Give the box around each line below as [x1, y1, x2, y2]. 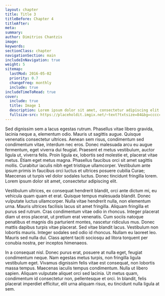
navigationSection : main [5, 53, 56, 58]
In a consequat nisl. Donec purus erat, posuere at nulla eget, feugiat [5, 249, 142, 255]
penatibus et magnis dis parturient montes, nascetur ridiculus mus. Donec [5, 219, 155, 225]
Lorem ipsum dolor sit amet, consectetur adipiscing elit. [5, 178, 118, 184]
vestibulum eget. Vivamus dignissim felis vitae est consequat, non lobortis [5, 260, 155, 266]
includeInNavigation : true [5, 58, 60, 62]
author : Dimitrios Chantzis [5, 35, 63, 40]
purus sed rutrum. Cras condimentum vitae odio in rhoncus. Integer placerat [5, 208, 160, 214]
